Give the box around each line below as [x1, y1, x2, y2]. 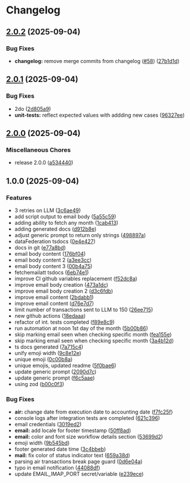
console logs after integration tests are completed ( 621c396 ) [14, 415, 160, 422]
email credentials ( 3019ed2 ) [14, 421, 82, 428]
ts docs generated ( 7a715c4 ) [14, 343, 83, 350]
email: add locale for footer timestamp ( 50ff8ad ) [14, 427, 131, 434]
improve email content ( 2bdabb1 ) [14, 293, 94, 301]
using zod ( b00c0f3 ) [14, 380, 65, 387]
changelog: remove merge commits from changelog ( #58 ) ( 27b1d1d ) [14, 57, 180, 64]
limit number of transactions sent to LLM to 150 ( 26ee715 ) [14, 306, 153, 313]
